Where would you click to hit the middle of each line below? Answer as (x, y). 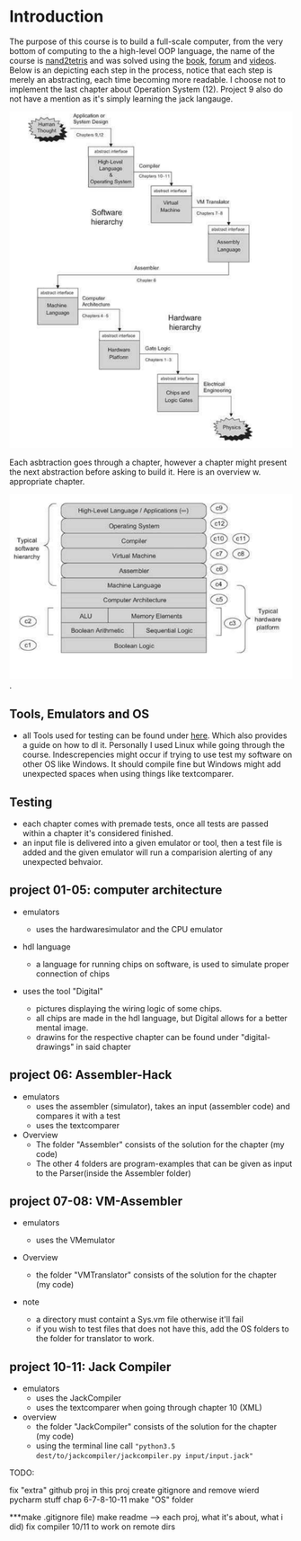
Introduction (57, 17)
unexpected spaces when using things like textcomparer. (128, 774)
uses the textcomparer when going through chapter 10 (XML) (149, 1408)
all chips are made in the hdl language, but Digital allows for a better (161, 1018)
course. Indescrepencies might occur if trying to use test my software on (157, 755)
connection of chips (73, 974)
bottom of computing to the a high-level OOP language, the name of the (142, 50)
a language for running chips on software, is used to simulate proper (162, 964)
